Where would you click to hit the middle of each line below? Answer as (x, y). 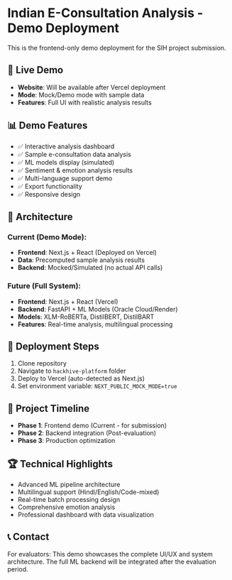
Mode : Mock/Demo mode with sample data (81, 94)
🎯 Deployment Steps (53, 346)
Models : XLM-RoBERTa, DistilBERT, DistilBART (86, 317)
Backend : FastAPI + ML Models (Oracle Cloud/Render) (98, 309)
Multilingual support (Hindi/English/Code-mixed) (88, 492)
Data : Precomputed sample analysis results (81, 260)
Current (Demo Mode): (47, 237)
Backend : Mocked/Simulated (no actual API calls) (90, 268)
